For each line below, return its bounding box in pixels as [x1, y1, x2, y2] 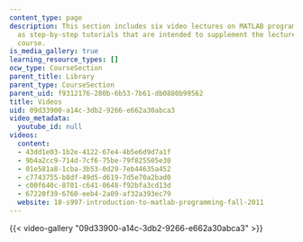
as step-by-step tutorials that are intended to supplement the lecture [17, 30, 297, 39]
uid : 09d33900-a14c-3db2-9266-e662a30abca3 [9, 106, 176, 115]
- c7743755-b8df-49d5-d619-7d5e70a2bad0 [17, 172, 171, 181]
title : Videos [9, 97, 63, 107]
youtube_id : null [17, 123, 83, 132]
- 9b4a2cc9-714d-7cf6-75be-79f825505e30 [17, 155, 171, 165]
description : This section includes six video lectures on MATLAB [9, 22, 264, 31]
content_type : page [9, 13, 83, 23]
